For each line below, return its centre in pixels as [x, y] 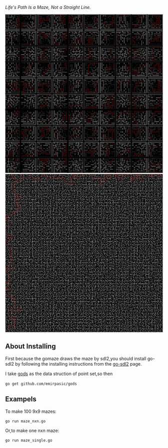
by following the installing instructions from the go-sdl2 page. [78, 364]
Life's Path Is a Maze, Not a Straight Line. [48, 7]
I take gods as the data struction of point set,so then [59, 374]
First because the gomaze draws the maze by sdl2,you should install [76, 359]
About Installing [30, 346]
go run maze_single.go [29, 440]
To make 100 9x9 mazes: [31, 411]
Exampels [21, 399]
